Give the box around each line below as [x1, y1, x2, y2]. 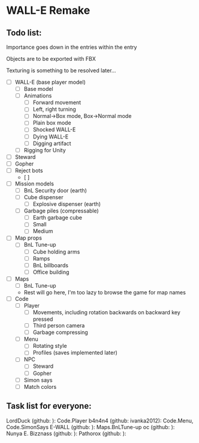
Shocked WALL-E [32, 126, 76, 133]
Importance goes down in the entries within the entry [6, 43, 137, 51]
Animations [23, 92, 52, 99]
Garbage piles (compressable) [23, 207, 99, 214]
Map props [14, 234, 42, 241]
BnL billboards [32, 261, 69, 268]
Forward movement [32, 99, 82, 106]
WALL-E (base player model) [14, 79, 86, 85]
